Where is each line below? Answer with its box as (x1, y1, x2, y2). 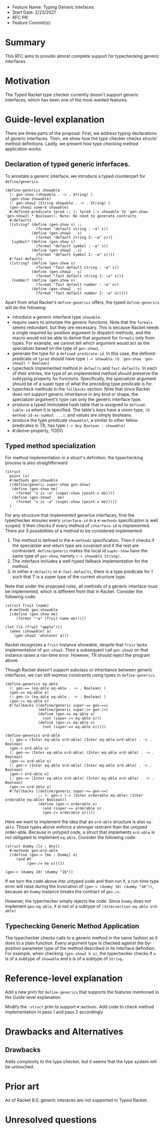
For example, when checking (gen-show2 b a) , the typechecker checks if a (5, 951, 156, 957)
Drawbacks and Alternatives (5, 1026, 123, 1037)
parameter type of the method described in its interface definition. (22, 945, 156, 951)
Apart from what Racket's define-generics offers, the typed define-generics (5, 299, 160, 305)
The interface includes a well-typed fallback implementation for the (12, 558, 148, 564)
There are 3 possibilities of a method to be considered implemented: (5, 528, 143, 534)
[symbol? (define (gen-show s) (11, 239, 76, 244)
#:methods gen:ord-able (9, 848, 58, 853)
